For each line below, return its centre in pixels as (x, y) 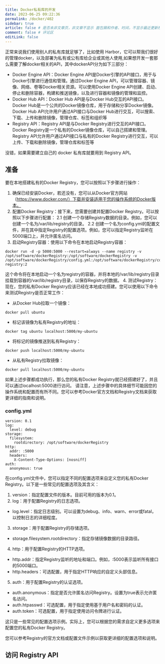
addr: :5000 (22, 451)
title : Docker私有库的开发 (30, 10)
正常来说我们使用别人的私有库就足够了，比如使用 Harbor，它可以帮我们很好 (82, 52)
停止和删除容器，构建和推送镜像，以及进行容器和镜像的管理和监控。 (81, 93)
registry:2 (16, 264)
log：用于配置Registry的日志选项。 (47, 501)
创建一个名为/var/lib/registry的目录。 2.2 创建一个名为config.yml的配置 (84, 223)
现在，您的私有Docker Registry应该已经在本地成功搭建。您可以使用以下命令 (82, 286)
